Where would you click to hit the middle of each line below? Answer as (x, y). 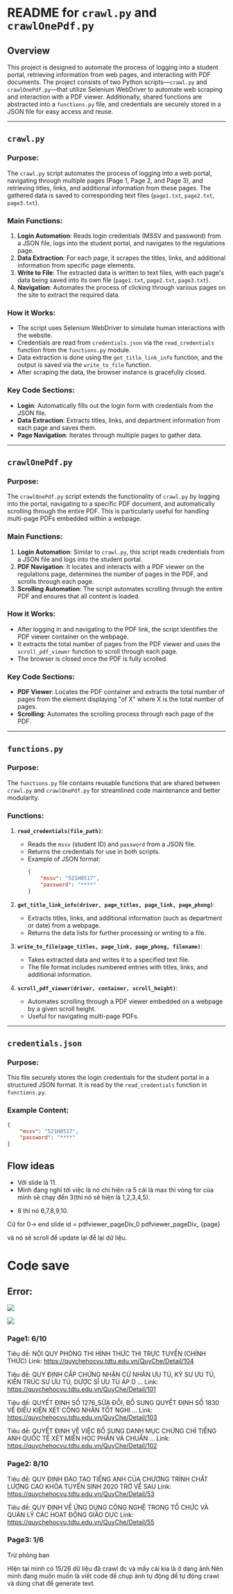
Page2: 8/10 (28, 1464)
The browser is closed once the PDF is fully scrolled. (92, 659)
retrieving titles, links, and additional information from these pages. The (109, 188)
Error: (20, 1291)
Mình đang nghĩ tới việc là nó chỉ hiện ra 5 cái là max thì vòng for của (115, 1190)
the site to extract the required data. (68, 295)
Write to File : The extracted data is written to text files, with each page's (121, 272)
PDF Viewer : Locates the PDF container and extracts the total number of (121, 692)
